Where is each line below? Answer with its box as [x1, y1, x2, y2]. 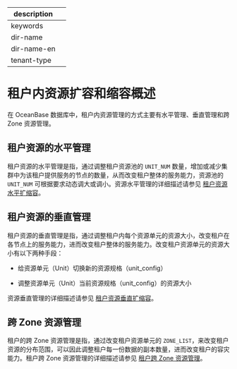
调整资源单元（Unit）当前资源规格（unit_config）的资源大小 [17, 279, 192, 287]
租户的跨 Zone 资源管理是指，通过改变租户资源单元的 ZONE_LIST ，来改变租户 [7, 337, 229, 345]
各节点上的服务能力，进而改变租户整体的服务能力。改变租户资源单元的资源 [7, 240, 224, 248]
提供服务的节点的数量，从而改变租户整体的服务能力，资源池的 [44, 171, 224, 179]
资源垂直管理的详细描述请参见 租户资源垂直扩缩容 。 [7, 294, 157, 302]
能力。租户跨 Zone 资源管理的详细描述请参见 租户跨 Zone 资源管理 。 [7, 354, 207, 363]
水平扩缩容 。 [7, 188, 44, 197]
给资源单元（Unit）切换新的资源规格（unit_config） [17, 264, 167, 272]
